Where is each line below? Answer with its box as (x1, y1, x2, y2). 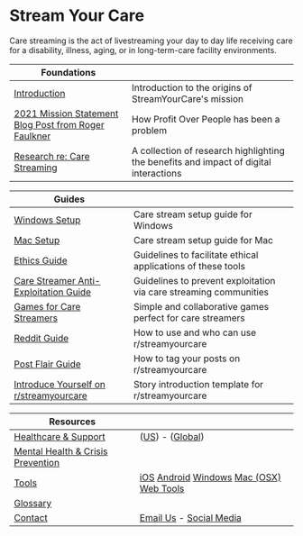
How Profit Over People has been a (131, 113, 280, 125)
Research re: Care (14, 150, 90, 162)
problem (131, 123, 168, 136)
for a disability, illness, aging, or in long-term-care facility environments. (9, 44, 277, 55)
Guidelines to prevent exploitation (133, 274, 276, 286)
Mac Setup (14, 233, 60, 246)
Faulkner (14, 130, 51, 142)
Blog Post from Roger (14, 118, 106, 131)
